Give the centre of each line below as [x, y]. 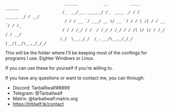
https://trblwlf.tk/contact [38, 104]
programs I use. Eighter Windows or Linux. [50, 58]
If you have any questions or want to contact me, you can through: [75, 78]
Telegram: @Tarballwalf [37, 93]
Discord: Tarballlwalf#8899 [41, 88]
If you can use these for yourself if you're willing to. [59, 68]
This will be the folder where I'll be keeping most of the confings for [76, 53]
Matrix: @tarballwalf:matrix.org [45, 99]
